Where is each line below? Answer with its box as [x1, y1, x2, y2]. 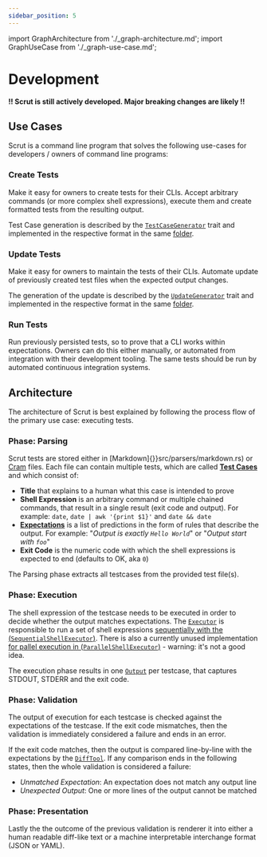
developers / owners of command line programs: [8, 149, 169, 159]
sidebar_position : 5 [8, 11, 77, 20]
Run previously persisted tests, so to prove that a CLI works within [8, 337, 226, 347]
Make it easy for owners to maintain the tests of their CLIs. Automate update [8, 266, 259, 276]
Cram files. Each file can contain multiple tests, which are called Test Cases [8, 462, 257, 472]
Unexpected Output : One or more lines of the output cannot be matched [19, 785, 257, 795]
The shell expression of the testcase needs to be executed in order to [8, 608, 237, 617]
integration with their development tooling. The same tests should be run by [8, 354, 257, 364]
